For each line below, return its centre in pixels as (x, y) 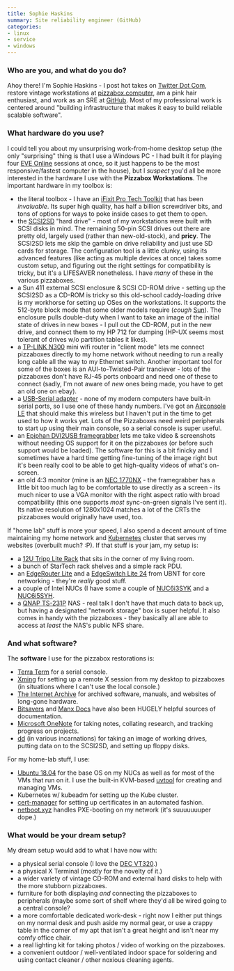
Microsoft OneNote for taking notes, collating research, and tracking (115, 723)
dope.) (27, 817)
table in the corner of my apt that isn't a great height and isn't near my (118, 931)
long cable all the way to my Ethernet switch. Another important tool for (120, 361)
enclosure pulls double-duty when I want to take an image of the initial (118, 317)
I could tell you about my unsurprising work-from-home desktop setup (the (115, 148)
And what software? (42, 643)
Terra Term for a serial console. (62, 672)
